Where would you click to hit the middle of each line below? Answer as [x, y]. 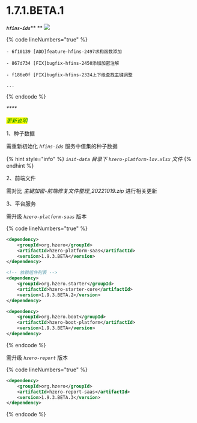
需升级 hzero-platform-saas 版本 [47, 216]
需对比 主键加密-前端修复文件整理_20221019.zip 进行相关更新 [82, 190]
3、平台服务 [21, 203]
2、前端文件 [21, 178]
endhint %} [20, 165]
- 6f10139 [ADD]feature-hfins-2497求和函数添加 [64, 52]
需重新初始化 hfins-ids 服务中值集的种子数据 [62, 146]
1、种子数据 [20, 133]
